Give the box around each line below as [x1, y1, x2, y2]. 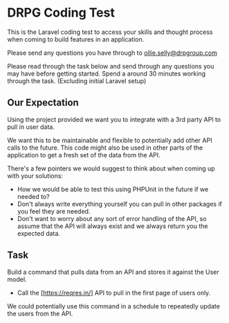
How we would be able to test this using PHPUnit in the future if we [17, 185, 209, 193]
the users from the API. [7, 309, 73, 317]
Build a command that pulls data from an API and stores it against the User [7, 268, 219, 276]
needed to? [17, 192, 50, 200]
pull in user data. [7, 123, 55, 131]
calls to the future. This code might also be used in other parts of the [7, 143, 203, 152]
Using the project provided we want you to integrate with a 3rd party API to [7, 115, 221, 123]
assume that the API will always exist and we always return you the [17, 222, 208, 230]
